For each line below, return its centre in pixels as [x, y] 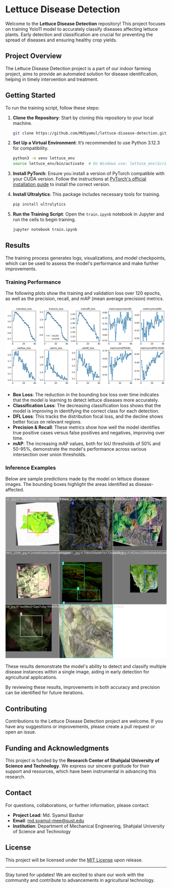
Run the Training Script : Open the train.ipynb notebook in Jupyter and [88, 214]
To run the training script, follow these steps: [52, 108]
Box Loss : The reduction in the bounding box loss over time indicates [86, 395]
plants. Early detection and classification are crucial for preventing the [79, 34]
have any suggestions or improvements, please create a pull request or [80, 727]
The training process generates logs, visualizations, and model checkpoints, [85, 258]
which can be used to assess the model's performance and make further [82, 263]
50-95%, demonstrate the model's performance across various [80, 449]
